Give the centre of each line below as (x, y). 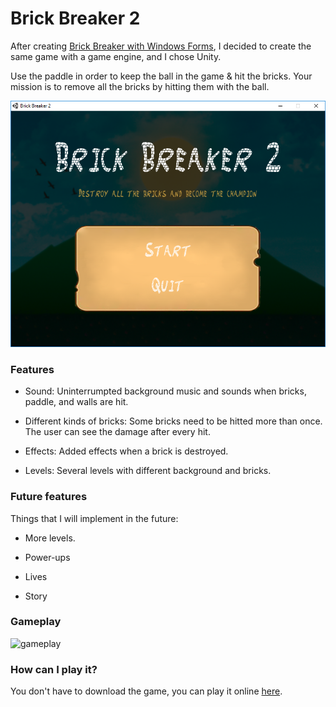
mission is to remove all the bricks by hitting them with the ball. (140, 86)
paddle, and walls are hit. (76, 402)
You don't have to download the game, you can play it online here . (146, 691)
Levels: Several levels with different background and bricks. (148, 471)
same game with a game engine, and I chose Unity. (116, 56)
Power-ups (47, 557)
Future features (49, 497)
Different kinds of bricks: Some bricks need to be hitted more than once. (173, 421)
